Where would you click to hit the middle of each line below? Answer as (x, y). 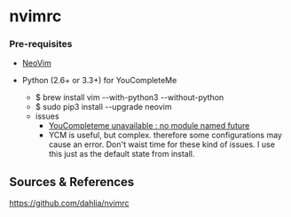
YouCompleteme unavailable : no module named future (149, 126)
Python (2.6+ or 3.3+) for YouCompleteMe (99, 81)
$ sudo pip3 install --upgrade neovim (103, 107)
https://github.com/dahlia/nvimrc (69, 203)
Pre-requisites (41, 44)
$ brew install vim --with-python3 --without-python (130, 97)
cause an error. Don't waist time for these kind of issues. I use (161, 144)
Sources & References (72, 182)
